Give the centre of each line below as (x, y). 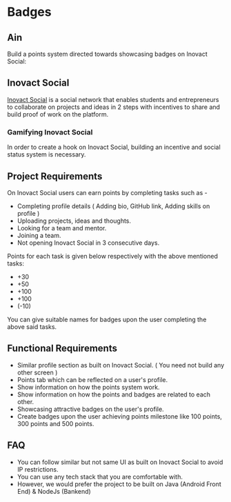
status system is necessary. (47, 154)
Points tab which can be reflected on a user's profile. (92, 379)
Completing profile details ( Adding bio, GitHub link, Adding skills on (113, 206)
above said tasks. (32, 327)
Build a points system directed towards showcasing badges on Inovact (108, 54)
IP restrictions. (38, 469)
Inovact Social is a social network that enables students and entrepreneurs (113, 99)
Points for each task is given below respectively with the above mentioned (113, 256)
